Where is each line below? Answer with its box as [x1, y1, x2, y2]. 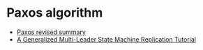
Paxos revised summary [16, 28, 87, 36]
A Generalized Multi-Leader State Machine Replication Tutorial [16, 35, 197, 43]
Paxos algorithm [6, 5, 103, 21]
